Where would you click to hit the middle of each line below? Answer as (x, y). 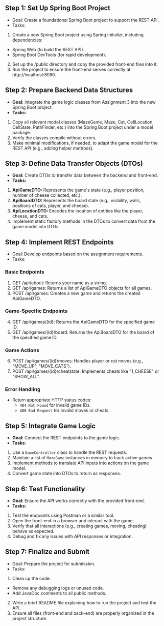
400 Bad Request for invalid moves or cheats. (65, 411)
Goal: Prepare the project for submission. (54, 564)
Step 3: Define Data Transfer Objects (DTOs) (74, 164)
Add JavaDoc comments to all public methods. (59, 593)
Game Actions (22, 350)
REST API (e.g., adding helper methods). (53, 148)
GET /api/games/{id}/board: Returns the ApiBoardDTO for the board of (83, 332)
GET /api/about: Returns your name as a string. (59, 283)
